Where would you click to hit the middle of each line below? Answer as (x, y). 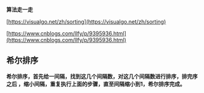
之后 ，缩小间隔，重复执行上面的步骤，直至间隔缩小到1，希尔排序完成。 (96, 84)
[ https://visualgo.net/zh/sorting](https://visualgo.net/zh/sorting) (86, 22)
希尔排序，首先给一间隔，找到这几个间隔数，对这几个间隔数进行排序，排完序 (102, 76)
